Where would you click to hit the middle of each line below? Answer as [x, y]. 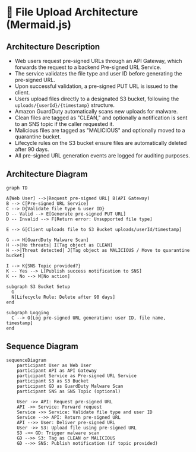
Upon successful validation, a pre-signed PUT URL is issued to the [96, 86]
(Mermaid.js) [39, 25]
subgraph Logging [28, 312]
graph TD [17, 188]
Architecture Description [53, 47]
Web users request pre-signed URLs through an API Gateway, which [98, 61]
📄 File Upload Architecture [72, 12]
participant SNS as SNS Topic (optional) [69, 391]
